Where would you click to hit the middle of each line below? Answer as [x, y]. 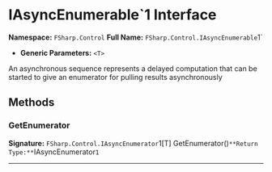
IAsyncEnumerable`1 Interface [113, 15]
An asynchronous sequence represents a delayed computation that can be [133, 68]
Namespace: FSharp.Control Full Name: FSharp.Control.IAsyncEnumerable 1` [136, 37]
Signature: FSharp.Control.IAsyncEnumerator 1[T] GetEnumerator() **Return [133, 143]
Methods [32, 103]
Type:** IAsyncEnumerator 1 [54, 152]
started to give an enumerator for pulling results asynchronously [115, 77]
